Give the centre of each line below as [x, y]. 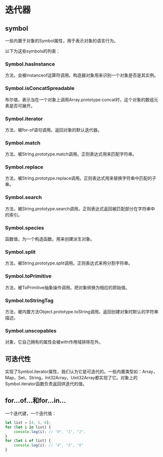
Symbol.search [24, 197]
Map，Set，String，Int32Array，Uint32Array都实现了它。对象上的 [71, 378]
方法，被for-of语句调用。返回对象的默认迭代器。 [54, 130]
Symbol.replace [24, 167]
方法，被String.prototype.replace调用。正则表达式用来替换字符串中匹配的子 [81, 178]
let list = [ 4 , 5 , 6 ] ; [28, 423]
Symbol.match [23, 143]
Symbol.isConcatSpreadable [40, 88]
